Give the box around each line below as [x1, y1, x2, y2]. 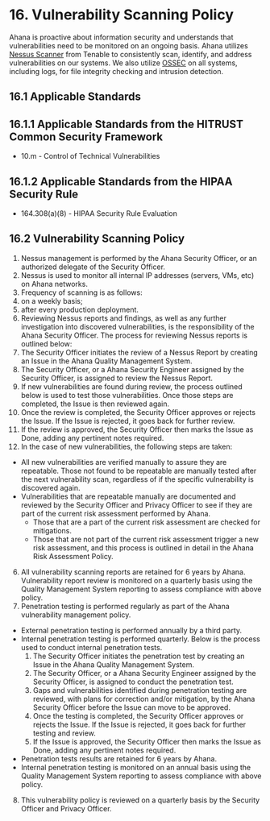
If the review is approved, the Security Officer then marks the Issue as [20, 425, 254, 434]
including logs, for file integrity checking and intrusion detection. [9, 66, 224, 76]
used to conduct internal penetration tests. [20, 642, 163, 652]
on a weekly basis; [20, 296, 83, 305]
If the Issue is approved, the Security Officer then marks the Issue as [32, 736, 261, 746]
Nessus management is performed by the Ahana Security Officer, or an [20, 253, 257, 263]
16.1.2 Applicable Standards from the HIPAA [9, 175, 233, 189]
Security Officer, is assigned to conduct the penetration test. [32, 677, 235, 686]
